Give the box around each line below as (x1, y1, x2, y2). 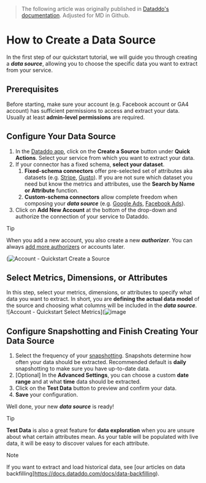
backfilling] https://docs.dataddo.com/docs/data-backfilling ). (6, 470, 159, 477)
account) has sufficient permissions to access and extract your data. (6, 107, 180, 114)
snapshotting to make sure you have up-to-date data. (15, 365, 150, 373)
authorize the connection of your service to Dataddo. (15, 213, 150, 220)
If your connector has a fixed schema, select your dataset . (15, 161, 165, 168)
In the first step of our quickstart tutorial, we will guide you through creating (6, 53, 197, 61)
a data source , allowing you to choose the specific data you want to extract (6, 59, 198, 67)
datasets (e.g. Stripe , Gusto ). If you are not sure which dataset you (24, 173, 193, 181)
